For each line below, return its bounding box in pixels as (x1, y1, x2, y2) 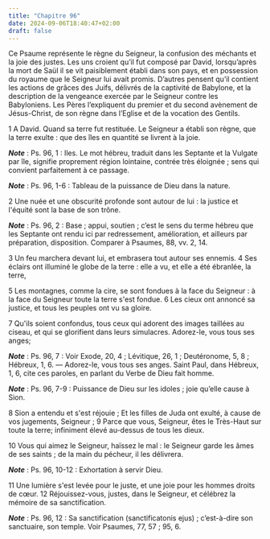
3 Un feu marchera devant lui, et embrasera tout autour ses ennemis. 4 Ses (8, 253, 257, 263)
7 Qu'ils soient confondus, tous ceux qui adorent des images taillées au (8, 319, 245, 328)
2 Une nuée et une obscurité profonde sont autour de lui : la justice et (8, 196, 239, 206)
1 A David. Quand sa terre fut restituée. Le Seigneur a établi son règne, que (8, 124, 256, 134)
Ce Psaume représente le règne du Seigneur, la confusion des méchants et (8, 49, 257, 59)
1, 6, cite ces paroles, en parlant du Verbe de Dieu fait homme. (8, 368, 215, 378)
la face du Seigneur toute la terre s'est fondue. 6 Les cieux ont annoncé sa (8, 294, 256, 304)
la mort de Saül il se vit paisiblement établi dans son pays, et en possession (8, 66, 259, 76)
